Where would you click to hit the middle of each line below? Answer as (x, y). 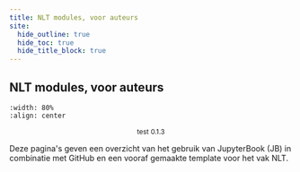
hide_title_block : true (62, 51)
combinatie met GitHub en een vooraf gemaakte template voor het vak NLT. (149, 158)
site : (19, 26)
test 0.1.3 (151, 131)
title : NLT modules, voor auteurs (74, 17)
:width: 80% (31, 107)
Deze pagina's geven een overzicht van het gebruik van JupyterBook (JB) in (150, 148)
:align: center (38, 116)
